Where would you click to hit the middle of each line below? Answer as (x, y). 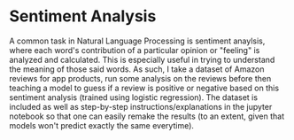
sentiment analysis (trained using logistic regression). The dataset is (134, 97)
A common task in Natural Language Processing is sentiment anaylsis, (137, 41)
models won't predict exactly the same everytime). (102, 125)
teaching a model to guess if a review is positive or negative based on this (144, 88)
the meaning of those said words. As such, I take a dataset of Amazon (137, 69)
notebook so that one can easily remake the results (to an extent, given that (147, 116)
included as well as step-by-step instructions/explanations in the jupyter (141, 106)
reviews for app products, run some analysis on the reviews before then (140, 78)
